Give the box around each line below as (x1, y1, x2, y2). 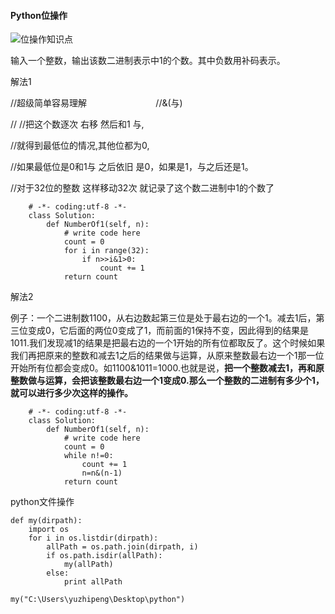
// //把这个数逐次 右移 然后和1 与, (10, 118, 145, 130)
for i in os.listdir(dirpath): (28, 533, 159, 544)
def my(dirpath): (10, 516, 83, 526)
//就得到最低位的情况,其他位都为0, (10, 140, 150, 152)
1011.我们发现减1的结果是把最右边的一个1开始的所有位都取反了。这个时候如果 (10, 337, 326, 349)
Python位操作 (10, 9, 68, 21)
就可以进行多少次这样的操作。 (10, 387, 133, 399)
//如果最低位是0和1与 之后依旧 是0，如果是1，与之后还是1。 (10, 161, 254, 173)
